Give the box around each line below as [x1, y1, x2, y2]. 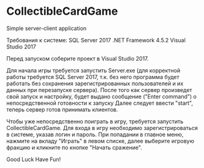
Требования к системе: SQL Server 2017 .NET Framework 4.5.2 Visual [6, 36, 186, 44]
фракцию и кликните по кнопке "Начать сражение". [6, 143, 143, 151]
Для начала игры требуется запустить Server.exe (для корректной [6, 66, 181, 74]
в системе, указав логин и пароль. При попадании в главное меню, [6, 131, 184, 138]
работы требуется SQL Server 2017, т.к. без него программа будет [6, 73, 179, 80]
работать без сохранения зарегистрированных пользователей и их [6, 80, 184, 87]
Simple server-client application [6, 25, 87, 32]
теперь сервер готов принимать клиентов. [6, 105, 118, 113]
